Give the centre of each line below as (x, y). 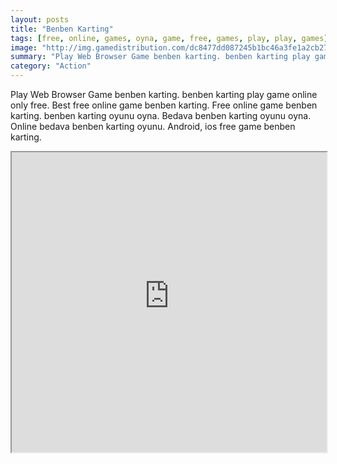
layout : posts (40, 19)
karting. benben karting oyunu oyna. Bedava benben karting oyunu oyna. (161, 115)
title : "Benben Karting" (62, 29)
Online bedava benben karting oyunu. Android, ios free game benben (153, 126)
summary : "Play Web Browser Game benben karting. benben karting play (160, 57)
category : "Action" (51, 66)
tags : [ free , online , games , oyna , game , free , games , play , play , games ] (169, 38)
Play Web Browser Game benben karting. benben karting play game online (164, 94)
